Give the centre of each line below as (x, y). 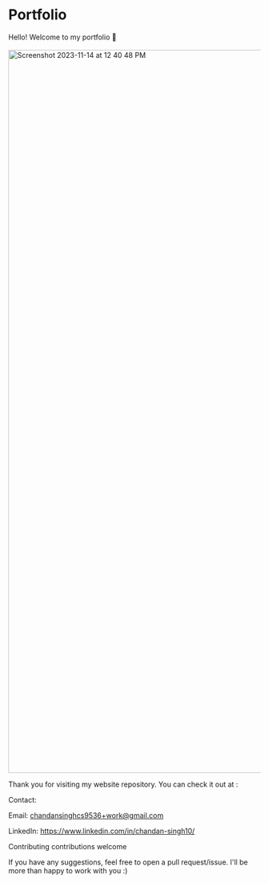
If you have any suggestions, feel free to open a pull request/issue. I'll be (128, 862)
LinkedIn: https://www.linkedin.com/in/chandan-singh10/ (102, 831)
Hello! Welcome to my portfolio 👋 (62, 37)
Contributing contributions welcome (68, 846)
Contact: (23, 799)
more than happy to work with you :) (68, 870)
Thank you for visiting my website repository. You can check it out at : (123, 784)
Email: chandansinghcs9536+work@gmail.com (86, 815)
